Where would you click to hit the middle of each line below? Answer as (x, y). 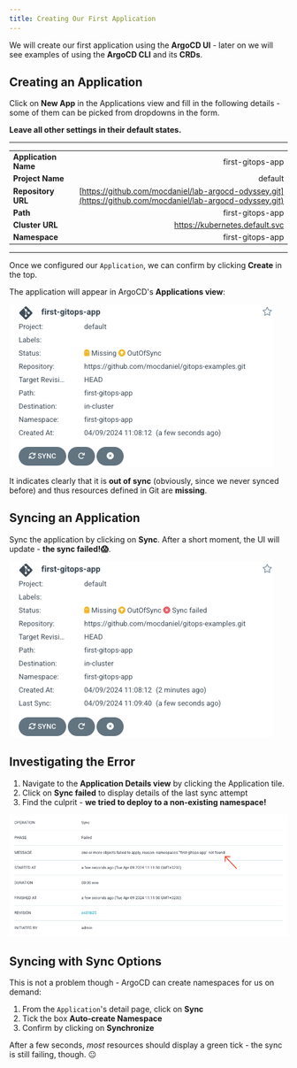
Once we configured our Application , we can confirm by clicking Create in (146, 265)
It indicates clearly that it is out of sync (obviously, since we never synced (145, 480)
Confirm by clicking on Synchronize (88, 1028)
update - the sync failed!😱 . (60, 549)
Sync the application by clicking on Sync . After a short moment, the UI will (145, 539)
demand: (25, 992)
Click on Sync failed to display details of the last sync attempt (135, 793)
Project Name (38, 179)
